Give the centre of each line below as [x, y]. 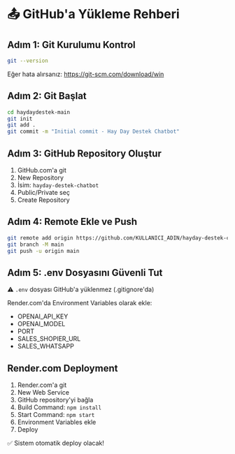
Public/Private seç [43, 192]
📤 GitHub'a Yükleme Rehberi [93, 14]
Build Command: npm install [59, 407]
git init [20, 119]
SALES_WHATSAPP [46, 346]
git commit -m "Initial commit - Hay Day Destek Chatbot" [93, 132]
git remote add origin [40, 238]
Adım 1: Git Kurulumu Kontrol [72, 44]
